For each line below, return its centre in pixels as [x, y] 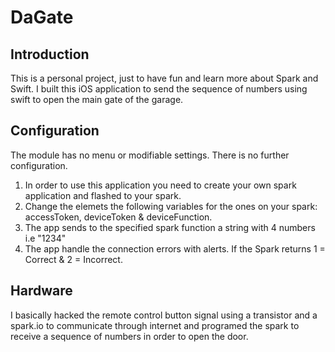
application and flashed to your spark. [103, 195]
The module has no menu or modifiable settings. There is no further [150, 155]
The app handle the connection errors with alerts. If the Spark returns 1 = [175, 248]
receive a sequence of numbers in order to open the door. [129, 336]
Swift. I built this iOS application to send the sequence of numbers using [159, 89]
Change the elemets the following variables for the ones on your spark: [171, 206]
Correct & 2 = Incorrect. [73, 259]
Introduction [50, 54]
